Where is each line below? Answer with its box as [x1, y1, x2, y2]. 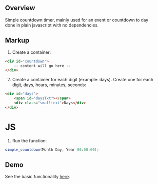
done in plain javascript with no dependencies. [5, 22, 99, 28]
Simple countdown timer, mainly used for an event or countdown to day [5, 17, 149, 23]
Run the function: [12, 138, 47, 143]
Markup [5, 36, 30, 45]
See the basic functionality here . [5, 174, 70, 180]
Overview [5, 4, 36, 12]
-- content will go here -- [14, 63, 71, 68]
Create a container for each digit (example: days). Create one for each [12, 77, 154, 83]
